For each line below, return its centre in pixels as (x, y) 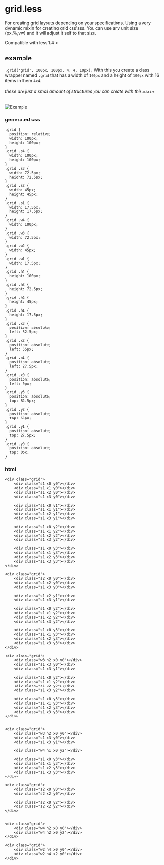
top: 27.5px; (23, 435)
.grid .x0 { (17, 375)
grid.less (23, 9)
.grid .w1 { (17, 259)
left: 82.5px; (24, 332)
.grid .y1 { (17, 427)
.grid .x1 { (17, 358)
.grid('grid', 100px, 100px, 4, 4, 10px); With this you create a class (77, 70)
